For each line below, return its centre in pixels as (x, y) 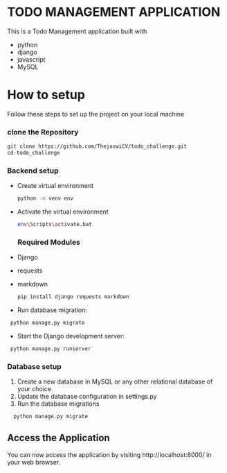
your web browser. (34, 462)
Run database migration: (52, 310)
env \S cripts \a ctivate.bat (54, 225)
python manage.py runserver (51, 349)
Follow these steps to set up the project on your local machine (96, 114)
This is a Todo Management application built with (77, 31)
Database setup (35, 366)
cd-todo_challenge (34, 153)
